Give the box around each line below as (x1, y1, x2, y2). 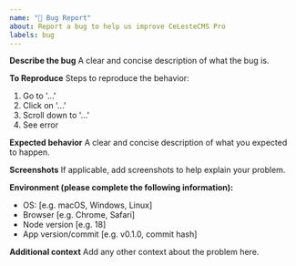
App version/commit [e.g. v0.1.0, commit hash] (22, 229, 198, 240)
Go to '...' (22, 90, 56, 101)
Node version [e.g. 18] (22, 220, 107, 230)
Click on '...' (22, 100, 66, 111)
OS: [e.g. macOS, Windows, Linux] (22, 199, 153, 210)
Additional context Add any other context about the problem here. (9, 247, 260, 258)
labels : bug (9, 30, 55, 39)
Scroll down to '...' (22, 110, 90, 121)
